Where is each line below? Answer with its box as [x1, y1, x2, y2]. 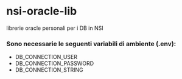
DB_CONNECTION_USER [15, 53, 78, 61]
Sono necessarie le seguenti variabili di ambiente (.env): [6, 39, 177, 48]
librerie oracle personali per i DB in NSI [6, 24, 103, 32]
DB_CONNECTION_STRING [15, 66, 83, 74]
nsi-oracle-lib [6, 4, 77, 18]
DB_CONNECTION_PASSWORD [15, 60, 94, 67]
